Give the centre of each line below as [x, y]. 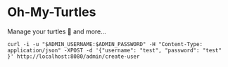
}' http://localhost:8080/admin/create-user [74, 57]
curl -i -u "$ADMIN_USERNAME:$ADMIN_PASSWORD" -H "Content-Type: [105, 44]
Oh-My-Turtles [52, 12]
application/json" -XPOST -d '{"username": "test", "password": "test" [114, 50]
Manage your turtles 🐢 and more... [57, 31]
